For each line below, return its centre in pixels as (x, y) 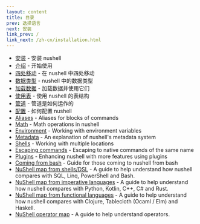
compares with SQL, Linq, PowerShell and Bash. (75, 176)
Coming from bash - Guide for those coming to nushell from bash (96, 163)
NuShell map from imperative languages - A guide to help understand (102, 182)
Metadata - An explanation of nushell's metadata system (85, 137)
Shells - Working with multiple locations (64, 143)
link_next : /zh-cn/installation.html (54, 40)
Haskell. (25, 208)
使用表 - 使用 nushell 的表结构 (52, 96)
